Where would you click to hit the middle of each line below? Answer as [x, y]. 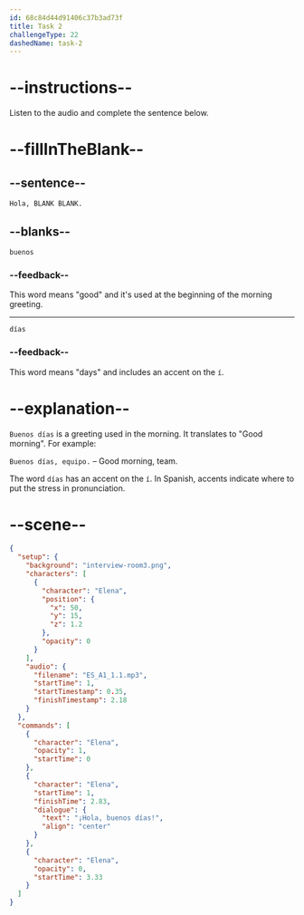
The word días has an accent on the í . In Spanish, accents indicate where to [152, 478]
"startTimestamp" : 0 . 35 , [80, 692]
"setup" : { [38, 557]
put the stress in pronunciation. [67, 488]
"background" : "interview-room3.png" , [99, 566]
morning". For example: [53, 443]
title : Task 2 [36, 26]
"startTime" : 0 [62, 759]
